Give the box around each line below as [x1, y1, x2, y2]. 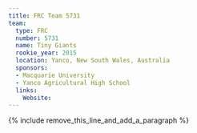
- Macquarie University [15, 71, 94, 79]
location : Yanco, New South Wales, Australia [15, 57, 171, 65]
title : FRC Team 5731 [8, 11, 81, 20]
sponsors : [15, 64, 48, 72]
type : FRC [15, 26, 48, 34]
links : [15, 86, 38, 95]
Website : [22, 94, 52, 102]
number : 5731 [15, 34, 59, 42]
